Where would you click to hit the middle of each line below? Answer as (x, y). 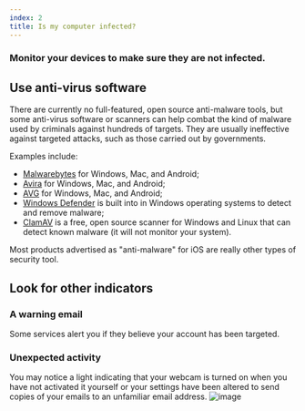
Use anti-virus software (78, 87)
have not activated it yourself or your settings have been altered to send (144, 387)
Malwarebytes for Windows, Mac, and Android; (111, 174)
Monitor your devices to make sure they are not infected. (137, 58)
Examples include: (44, 157)
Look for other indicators (81, 288)
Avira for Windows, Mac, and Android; (94, 184)
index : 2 (26, 18)
